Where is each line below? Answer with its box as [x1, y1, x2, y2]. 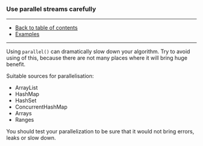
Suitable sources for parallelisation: [6, 72, 94, 80]
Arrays [14, 110, 32, 117]
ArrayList [14, 84, 38, 92]
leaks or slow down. [6, 135, 56, 142]
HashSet [14, 97, 37, 104]
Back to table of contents [14, 24, 78, 31]
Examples [14, 31, 40, 38]
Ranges [14, 116, 34, 124]
